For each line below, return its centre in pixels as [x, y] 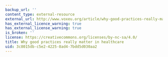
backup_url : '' [21, 10]
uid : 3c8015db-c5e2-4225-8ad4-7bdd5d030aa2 [51, 47]
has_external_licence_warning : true [43, 24]
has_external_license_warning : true [43, 28]
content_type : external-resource [40, 14]
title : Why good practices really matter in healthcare [64, 42]
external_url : [20, 19]
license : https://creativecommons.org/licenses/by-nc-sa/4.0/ [71, 38]
